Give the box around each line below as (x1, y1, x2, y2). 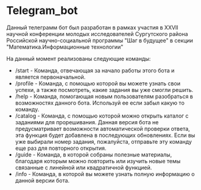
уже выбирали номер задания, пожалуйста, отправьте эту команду (15, 138, 192, 145)
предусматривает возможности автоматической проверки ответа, (15, 125, 190, 132)
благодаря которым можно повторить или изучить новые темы (15, 157, 181, 164)
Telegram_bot (6, 4, 78, 18)
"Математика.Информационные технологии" (6, 43, 124, 51)
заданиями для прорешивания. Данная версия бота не (15, 118, 159, 125)
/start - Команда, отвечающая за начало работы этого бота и (15, 66, 175, 74)
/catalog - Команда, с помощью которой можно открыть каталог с (15, 112, 189, 119)
